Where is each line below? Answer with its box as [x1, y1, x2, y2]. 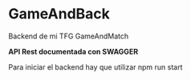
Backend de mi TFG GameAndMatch [8, 31, 129, 41]
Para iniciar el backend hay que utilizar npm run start [8, 62, 183, 72]
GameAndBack [8, 5, 111, 23]
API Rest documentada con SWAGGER [8, 46, 139, 56]
